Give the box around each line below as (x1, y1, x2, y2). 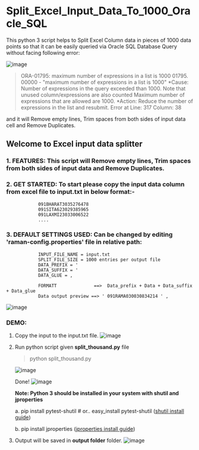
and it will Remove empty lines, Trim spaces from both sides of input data (6, 115, 186, 123)
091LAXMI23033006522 (37, 211, 89, 218)
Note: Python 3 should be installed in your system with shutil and (14, 390, 179, 397)
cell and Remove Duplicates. (6, 121, 76, 129)
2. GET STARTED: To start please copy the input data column (6, 180, 185, 189)
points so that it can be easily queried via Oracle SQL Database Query (6, 43, 177, 50)
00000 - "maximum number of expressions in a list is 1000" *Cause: (20, 79, 189, 86)
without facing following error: (6, 49, 80, 56)
